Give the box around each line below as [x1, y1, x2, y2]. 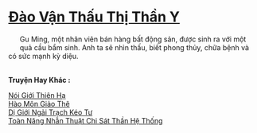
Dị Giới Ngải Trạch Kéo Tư [8, 108, 93, 117]
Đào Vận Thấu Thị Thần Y [8, 8, 181, 26]
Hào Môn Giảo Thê [8, 99, 70, 108]
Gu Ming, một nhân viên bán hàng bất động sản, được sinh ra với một [19, 34, 247, 44]
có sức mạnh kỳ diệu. [8, 51, 79, 61]
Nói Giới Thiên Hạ [8, 90, 66, 100]
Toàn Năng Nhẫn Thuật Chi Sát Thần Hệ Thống [8, 115, 163, 125]
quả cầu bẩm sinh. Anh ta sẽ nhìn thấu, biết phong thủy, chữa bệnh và [19, 42, 249, 52]
